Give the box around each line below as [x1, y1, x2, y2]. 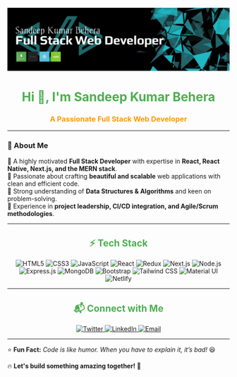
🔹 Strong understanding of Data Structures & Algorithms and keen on [7, 186, 212, 195]
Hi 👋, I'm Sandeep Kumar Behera [21, 89, 216, 104]
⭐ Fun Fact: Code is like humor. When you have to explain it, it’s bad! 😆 [7, 345, 216, 354]
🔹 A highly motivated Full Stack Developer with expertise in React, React [7, 157, 220, 165]
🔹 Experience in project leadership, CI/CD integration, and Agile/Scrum [7, 202, 219, 210]
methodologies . [7, 209, 55, 217]
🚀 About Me [7, 140, 49, 150]
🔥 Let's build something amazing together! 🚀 [7, 361, 142, 371]
